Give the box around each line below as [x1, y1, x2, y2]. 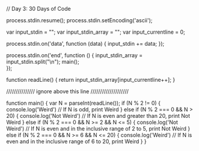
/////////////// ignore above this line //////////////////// [6, 88, 129, 95]
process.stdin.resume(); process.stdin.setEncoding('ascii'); [6, 17, 153, 23]
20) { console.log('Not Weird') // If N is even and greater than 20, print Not [6, 112, 191, 119]
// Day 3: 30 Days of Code [6, 5, 71, 12]
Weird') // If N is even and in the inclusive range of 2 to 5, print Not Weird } [6, 125, 191, 132]
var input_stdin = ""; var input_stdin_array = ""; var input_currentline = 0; [6, 28, 185, 35]
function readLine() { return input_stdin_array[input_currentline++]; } [6, 76, 176, 83]
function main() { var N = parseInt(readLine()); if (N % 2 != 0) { [6, 99, 161, 106]
